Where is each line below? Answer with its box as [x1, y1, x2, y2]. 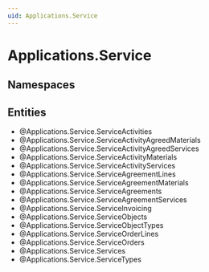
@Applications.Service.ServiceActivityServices [18, 161, 176, 171]
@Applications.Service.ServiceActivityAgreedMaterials [18, 136, 202, 145]
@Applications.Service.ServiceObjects [18, 212, 148, 221]
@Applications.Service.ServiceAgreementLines [18, 169, 176, 179]
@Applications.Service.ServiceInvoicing [18, 204, 152, 213]
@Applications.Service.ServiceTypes [18, 254, 142, 265]
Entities [7, 105, 47, 119]
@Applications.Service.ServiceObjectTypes [18, 221, 164, 230]
